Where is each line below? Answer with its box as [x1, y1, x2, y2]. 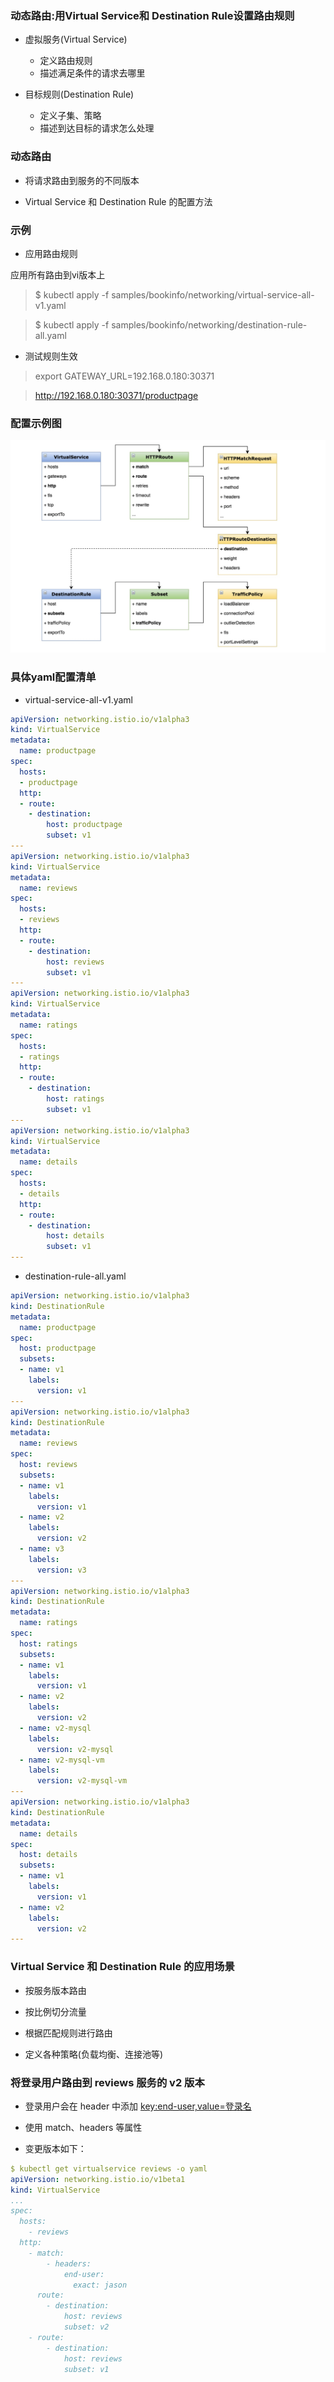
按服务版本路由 [24, 1984, 87, 1996]
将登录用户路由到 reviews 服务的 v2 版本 [10, 2075, 205, 2089]
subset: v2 [63, 2322, 110, 2332]
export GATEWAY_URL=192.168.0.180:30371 [34, 370, 215, 382]
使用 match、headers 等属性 [24, 2121, 143, 2133]
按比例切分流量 [24, 2005, 87, 2017]
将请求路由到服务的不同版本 [24, 174, 140, 186]
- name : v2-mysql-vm [19, 1755, 105, 1765]
